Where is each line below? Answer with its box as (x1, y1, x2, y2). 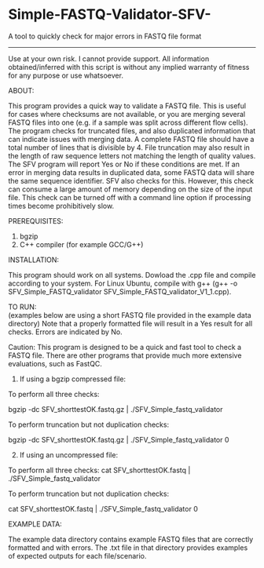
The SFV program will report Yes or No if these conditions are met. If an (8, 159, 240, 169)
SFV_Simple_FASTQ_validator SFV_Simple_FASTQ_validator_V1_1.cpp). (8, 286, 232, 296)
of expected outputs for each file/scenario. (8, 551, 147, 560)
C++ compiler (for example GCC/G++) (19, 239, 144, 249)
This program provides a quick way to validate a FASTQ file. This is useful (8, 100, 246, 111)
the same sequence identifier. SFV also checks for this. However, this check (8, 176, 254, 185)
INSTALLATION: (8, 255, 60, 264)
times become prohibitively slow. (8, 201, 115, 210)
